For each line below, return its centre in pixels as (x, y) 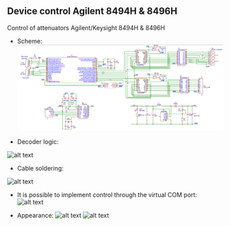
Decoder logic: (38, 141)
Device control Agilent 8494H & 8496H (92, 11)
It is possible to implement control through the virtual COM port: (107, 194)
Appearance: (35, 215)
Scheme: (29, 41)
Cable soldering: (40, 168)
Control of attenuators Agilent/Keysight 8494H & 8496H (86, 27)
